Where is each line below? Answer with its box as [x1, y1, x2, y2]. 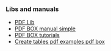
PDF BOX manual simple [14, 25, 76, 32]
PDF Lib [14, 19, 35, 26]
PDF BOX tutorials [14, 32, 60, 39]
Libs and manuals [5, 5, 59, 13]
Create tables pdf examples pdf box [14, 38, 105, 46]
